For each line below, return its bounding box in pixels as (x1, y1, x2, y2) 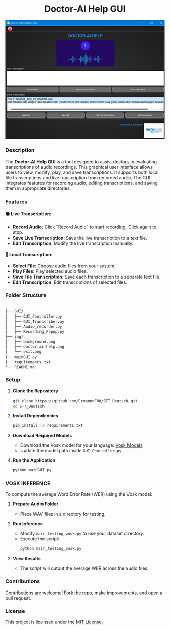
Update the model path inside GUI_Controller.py (20, 448, 122, 454)
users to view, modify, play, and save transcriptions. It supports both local (5, 169, 159, 175)
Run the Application (12, 457, 56, 463)
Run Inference (12, 521, 43, 527)
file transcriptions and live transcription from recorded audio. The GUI (5, 174, 151, 180)
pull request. (5, 595, 31, 601)
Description (5, 147, 35, 154)
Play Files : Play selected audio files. (12, 268, 88, 274)
